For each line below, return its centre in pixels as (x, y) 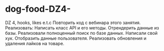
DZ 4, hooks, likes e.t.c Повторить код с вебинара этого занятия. (73, 23)
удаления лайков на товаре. (35, 43)
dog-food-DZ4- (38, 9)
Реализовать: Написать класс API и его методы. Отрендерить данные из (82, 27)
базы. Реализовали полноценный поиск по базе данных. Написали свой (82, 33)
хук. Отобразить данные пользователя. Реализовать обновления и (76, 38)
